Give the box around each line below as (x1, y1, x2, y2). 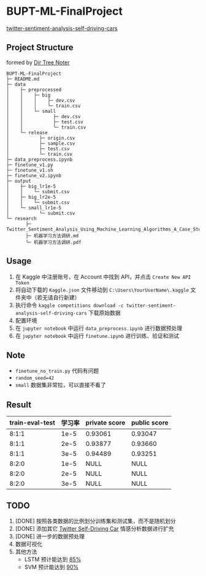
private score (85, 418, 126, 427)
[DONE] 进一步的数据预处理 (15, 532, 85, 540)
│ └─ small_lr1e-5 (6, 204, 62, 211)
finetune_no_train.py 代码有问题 (15, 367, 99, 375)
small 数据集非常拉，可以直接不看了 (15, 382, 106, 389)
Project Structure (6, 42, 74, 53)
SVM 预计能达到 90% (24, 563, 79, 570)
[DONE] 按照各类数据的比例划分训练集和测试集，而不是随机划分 (15, 517, 176, 524)
